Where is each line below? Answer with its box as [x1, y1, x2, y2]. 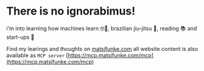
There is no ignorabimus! [6, 4, 136, 18]
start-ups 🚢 [6, 33, 35, 41]
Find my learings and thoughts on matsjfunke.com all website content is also [6, 45, 199, 52]
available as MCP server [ [6, 52, 68, 59]
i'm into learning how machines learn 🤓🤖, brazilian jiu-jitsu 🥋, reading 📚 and [6, 24, 197, 32]
